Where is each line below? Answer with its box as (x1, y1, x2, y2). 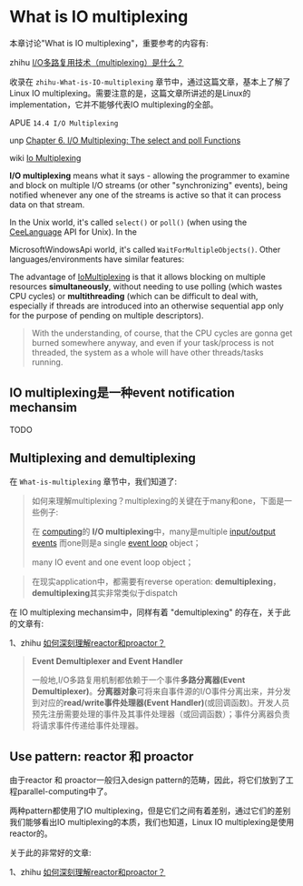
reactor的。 (9, 828, 53, 839)
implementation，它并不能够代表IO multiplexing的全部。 (9, 98, 219, 110)
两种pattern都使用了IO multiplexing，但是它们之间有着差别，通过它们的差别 (9, 805, 291, 816)
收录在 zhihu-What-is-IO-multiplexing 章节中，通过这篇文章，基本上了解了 (9, 76, 291, 87)
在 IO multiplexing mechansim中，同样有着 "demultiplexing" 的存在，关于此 (9, 607, 291, 618)
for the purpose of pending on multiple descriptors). (9, 309, 204, 320)
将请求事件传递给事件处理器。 (31, 720, 143, 730)
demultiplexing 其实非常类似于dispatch (31, 587, 179, 598)
